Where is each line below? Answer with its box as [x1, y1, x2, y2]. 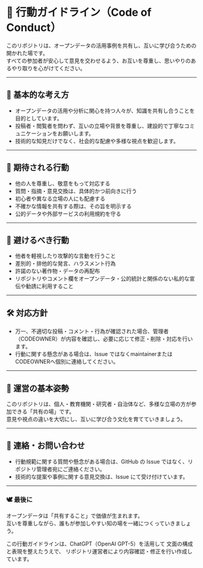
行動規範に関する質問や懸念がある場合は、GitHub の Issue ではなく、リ [14, 458, 193, 465]
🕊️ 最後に [6, 495, 33, 504]
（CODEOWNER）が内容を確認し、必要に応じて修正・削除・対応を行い [14, 335, 193, 342]
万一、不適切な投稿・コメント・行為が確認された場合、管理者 [14, 328, 169, 335]
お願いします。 [57, 130, 95, 137]
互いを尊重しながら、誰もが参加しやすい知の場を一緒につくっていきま [6, 520, 181, 527]
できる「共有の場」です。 [11, 408, 75, 415]
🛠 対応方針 [6, 307, 48, 318]
